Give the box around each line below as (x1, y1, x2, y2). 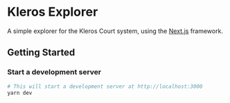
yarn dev (7, 89, 33, 96)
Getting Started (7, 47, 76, 58)
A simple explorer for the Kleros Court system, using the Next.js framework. (7, 27, 224, 35)
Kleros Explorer (7, 4, 98, 20)
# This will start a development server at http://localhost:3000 (7, 83, 203, 90)
